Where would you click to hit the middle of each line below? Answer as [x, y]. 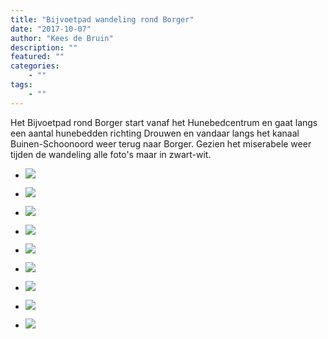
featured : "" [37, 57]
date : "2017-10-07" [51, 29]
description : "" [44, 47]
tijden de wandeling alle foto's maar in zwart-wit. [111, 154]
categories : [35, 66]
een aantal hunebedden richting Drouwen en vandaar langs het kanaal [155, 133]
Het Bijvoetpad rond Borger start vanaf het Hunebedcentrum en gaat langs [164, 122]
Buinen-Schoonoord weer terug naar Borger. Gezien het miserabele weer [161, 143]
